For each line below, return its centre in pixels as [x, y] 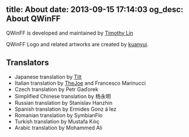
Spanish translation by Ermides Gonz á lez [66, 109]
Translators [28, 63]
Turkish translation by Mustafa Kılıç [57, 121]
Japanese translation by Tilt [48, 77]
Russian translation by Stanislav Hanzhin [63, 102]
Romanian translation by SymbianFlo [59, 115]
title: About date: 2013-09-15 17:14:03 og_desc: [95, 10]
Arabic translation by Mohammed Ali [58, 128]
